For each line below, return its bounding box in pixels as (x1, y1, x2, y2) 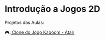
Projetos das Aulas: (4, 20, 44, 25)
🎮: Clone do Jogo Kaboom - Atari (4, 29, 75, 35)
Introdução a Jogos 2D (4, 3, 101, 15)
